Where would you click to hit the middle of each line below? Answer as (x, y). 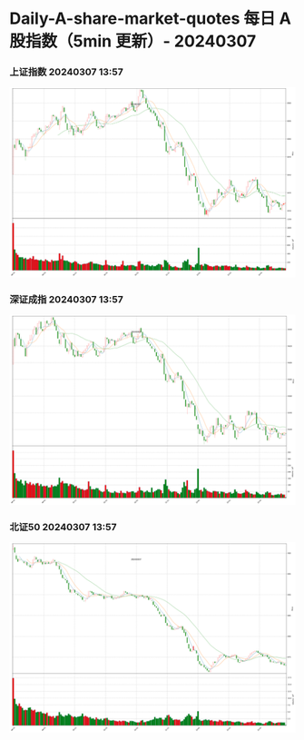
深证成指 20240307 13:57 (67, 299)
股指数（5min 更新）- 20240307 (133, 41)
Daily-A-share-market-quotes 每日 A (151, 19)
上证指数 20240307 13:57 (67, 72)
